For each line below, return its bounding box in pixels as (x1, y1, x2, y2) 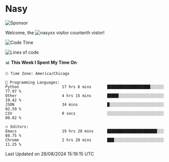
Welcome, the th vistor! (5, 29, 105, 35)
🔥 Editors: (5, 124, 29, 129)
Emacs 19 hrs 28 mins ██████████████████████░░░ (5, 129, 164, 134)
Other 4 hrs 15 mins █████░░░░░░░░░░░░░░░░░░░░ (5, 93, 164, 98)
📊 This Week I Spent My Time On (5, 59, 77, 65)
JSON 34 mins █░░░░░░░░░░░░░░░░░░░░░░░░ (5, 102, 164, 107)
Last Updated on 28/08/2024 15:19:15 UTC (5, 150, 94, 157)
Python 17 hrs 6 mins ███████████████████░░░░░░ (5, 84, 164, 89)
